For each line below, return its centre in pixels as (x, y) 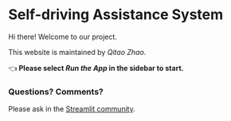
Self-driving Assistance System (116, 15)
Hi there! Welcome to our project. (63, 37)
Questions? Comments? (56, 92)
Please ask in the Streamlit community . (72, 109)
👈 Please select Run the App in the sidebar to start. (96, 68)
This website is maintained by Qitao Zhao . (77, 52)
